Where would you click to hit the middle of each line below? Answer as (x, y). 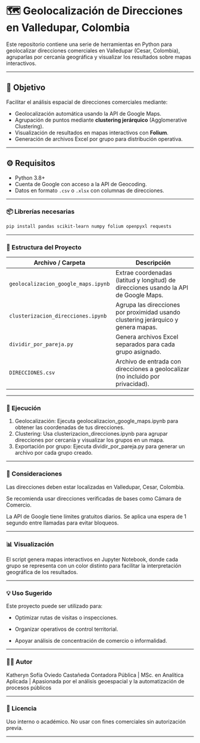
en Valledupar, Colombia (68, 28)
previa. (15, 727)
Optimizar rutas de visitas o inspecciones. (66, 618)
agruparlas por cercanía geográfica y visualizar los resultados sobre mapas (99, 57)
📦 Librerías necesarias (40, 212)
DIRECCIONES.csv (32, 373)
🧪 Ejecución (24, 408)
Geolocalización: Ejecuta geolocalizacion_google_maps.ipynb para (96, 421)
